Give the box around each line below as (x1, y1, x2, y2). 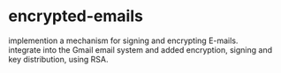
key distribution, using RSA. (8, 54, 109, 64)
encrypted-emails (8, 6, 143, 26)
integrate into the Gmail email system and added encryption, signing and (8, 44, 273, 55)
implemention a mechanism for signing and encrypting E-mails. (8, 35, 239, 46)
